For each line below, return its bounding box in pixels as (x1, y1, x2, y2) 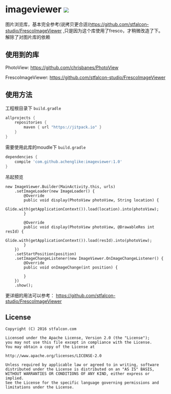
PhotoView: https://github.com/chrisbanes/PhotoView (5, 64, 119, 70)
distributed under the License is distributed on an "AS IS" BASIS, (5, 367, 155, 372)
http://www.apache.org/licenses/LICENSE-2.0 (5, 354, 102, 359)
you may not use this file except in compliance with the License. (5, 340, 153, 345)
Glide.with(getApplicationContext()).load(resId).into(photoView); (5, 238, 153, 243)
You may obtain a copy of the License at (5, 344, 95, 349)
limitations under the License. (5, 385, 74, 390)
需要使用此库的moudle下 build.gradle (5, 144, 86, 150)
